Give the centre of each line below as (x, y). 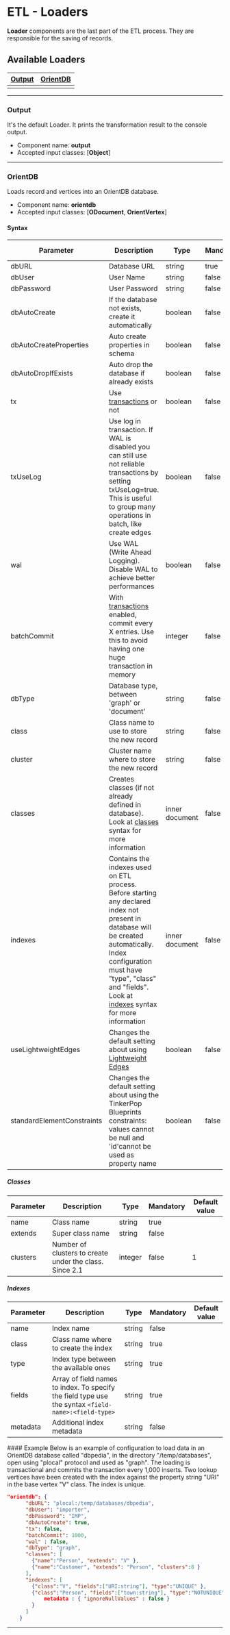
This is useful (130, 498)
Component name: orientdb (56, 205)
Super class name (81, 1233)
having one (127, 649)
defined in (125, 804)
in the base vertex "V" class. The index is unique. (76, 1484)
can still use (128, 455)
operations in (130, 515)
